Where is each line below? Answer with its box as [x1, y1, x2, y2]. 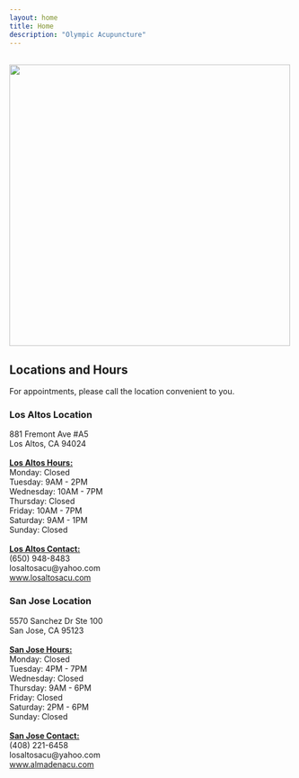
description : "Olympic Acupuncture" [9, 30, 146, 39]
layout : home [9, 13, 58, 23]
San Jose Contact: [9, 730, 80, 741]
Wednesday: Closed [9, 673, 84, 683]
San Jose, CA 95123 [9, 625, 84, 636]
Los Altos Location [9, 409, 92, 421]
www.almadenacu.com [9, 758, 94, 770]
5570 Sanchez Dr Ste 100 [9, 615, 103, 626]
